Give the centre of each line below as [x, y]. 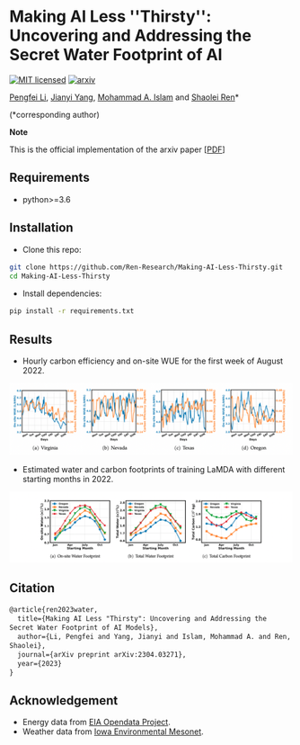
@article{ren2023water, [54, 610]
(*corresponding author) [55, 114]
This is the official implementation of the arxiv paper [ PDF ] [118, 149]
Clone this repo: [52, 249]
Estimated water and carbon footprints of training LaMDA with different [154, 469]
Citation [32, 588]
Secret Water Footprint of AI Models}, [84, 628]
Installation [41, 228]
